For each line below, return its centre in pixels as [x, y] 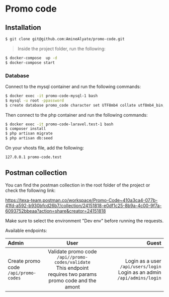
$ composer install [26, 129]
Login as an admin [140, 272]
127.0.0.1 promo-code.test [33, 157]
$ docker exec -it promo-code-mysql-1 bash [52, 96]
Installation [23, 28]
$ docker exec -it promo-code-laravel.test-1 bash [59, 124]
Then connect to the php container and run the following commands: [76, 115]
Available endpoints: [26, 230]
